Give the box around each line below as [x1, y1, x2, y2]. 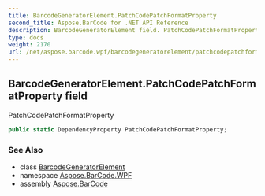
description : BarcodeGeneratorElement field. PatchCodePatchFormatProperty [8, 26, 263, 34]
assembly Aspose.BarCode [19, 179, 108, 188]
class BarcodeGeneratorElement [19, 162, 125, 172]
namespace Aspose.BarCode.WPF [19, 170, 132, 179]
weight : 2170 [8, 41, 51, 49]
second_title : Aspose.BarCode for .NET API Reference [8, 19, 189, 27]
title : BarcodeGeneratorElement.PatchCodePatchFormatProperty [8, 11, 217, 20]
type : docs [8, 33, 44, 42]
